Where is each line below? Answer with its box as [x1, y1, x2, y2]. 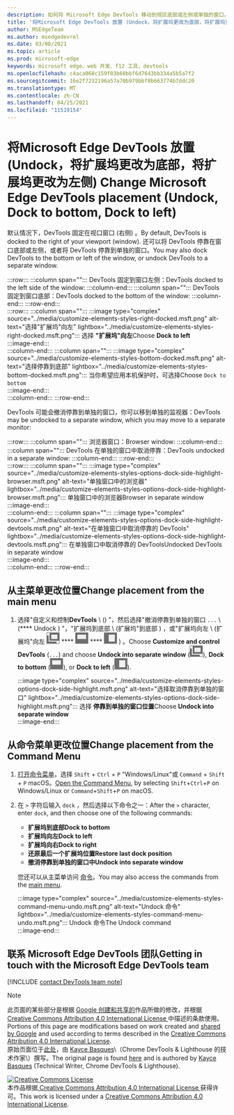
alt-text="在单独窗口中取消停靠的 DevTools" [63, 524, 189, 532]
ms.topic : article [7, 48, 61, 55]
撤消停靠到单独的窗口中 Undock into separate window [27, 857, 184, 866]
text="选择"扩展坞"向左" [7, 322, 77, 331]
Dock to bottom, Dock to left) [7, 205, 177, 221]
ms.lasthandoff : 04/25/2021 [7, 100, 89, 107]
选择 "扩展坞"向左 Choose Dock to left [81, 331, 191, 339]
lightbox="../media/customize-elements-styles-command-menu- [17, 910, 204, 919]
